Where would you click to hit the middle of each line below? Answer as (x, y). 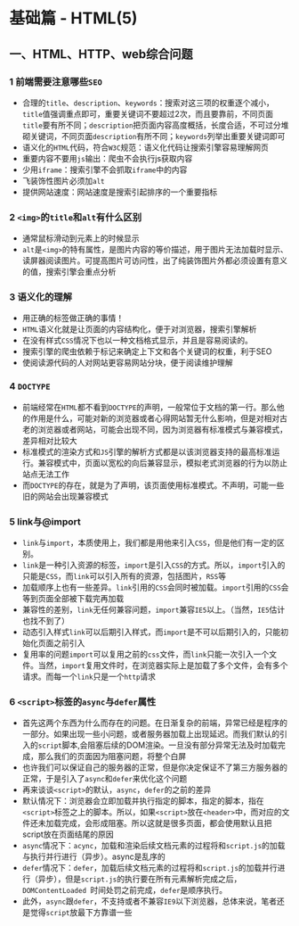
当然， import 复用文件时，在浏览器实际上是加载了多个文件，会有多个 (163, 666)
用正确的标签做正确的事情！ (73, 318)
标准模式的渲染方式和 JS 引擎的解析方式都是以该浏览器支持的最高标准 (147, 451)
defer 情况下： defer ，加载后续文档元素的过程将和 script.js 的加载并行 (149, 868)
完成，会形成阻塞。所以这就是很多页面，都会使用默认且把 (166, 823)
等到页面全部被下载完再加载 (73, 599)
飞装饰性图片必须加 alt (63, 180)
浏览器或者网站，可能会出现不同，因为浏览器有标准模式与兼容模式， (162, 429)
